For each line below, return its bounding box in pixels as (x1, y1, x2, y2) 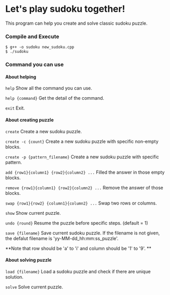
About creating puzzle (5, 117, 54, 123)
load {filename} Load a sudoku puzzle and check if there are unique (5, 268, 151, 274)
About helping (5, 73, 37, 80)
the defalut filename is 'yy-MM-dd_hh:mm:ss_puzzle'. (5, 235, 119, 242)
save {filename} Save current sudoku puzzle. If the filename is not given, (5, 230, 160, 236)
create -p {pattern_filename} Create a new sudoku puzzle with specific (5, 154, 159, 160)
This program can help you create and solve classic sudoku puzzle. (5, 20, 147, 26)
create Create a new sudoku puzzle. (5, 128, 82, 134)
